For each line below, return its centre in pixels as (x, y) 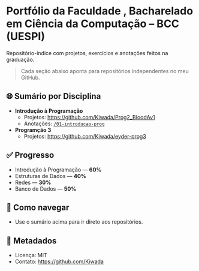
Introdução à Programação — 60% (58, 170)
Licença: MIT (31, 255)
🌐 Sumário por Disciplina (54, 96)
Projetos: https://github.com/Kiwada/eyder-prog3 (85, 136)
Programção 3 (33, 130)
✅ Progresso (30, 155)
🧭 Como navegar (38, 207)
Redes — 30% (33, 182)
